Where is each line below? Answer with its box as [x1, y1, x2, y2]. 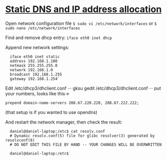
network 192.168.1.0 [10, 67, 53, 72]
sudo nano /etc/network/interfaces [5, 25, 80, 31]
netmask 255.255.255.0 [10, 63, 58, 68]
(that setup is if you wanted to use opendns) [5, 109, 98, 115]
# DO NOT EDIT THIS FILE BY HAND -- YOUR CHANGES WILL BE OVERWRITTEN [10, 142, 162, 147]
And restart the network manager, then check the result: [5, 119, 122, 125]
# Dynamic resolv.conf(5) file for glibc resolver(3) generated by [10, 133, 155, 138]
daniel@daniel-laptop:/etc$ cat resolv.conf [10, 129, 105, 134]
